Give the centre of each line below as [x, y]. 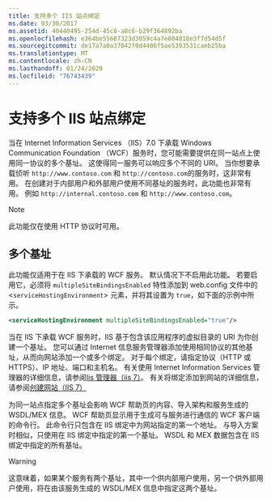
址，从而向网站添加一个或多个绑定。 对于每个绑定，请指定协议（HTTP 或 [130, 358]
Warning [22, 461]
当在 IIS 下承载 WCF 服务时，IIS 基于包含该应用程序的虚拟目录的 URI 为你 [130, 337]
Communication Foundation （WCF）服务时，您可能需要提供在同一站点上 [131, 153]
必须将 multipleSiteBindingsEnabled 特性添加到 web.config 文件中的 [144, 285]
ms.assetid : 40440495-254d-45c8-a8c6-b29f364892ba [95, 31]
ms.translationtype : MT [49, 53]
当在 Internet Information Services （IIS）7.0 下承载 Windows [110, 142]
